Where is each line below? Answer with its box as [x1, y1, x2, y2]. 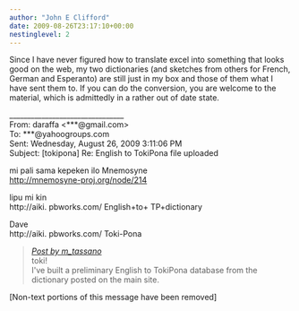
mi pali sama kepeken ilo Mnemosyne [9, 165, 148, 176]
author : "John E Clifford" [9, 13, 110, 22]
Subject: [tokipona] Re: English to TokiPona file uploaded [9, 148, 219, 159]
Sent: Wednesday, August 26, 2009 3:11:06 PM [9, 138, 183, 149]
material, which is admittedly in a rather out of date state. [9, 92, 219, 103]
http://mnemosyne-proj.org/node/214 [9, 175, 148, 186]
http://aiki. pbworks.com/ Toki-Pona [9, 229, 142, 239]
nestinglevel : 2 [9, 30, 70, 39]
